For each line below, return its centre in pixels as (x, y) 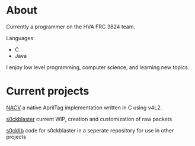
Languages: (20, 38)
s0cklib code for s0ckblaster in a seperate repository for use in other (90, 130)
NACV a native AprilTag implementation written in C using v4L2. (84, 108)
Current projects (48, 91)
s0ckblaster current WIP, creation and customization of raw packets (89, 119)
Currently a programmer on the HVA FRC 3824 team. (71, 27)
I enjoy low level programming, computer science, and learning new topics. (98, 67)
